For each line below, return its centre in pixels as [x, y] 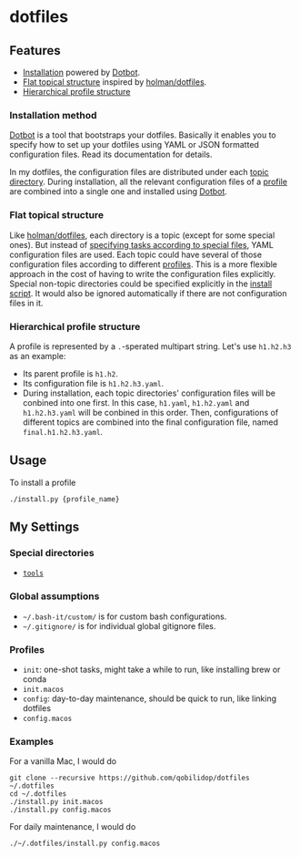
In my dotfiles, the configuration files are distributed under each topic [140, 172]
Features [35, 51]
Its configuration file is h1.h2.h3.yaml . [93, 383]
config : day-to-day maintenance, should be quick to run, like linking [150, 698]
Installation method [53, 115]
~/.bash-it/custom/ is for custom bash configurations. [125, 616]
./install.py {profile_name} [65, 499]
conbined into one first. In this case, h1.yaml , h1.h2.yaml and [136, 402]
